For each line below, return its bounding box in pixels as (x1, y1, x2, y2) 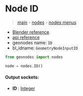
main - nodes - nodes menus (17, 19, 77, 25)
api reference (12, 34, 40, 40)
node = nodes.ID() (5, 63, 43, 69)
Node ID (5, 3, 39, 14)
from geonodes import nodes (5, 54, 63, 60)
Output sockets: (5, 74, 39, 80)
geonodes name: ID (12, 39, 53, 45)
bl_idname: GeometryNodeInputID (12, 45, 78, 51)
